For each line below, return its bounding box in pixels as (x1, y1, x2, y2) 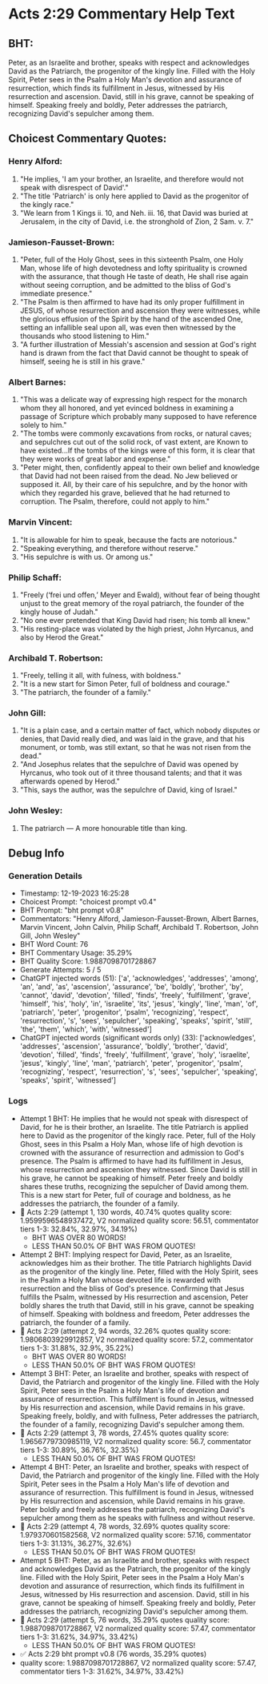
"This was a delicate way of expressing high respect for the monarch (19, 395, 248, 405)
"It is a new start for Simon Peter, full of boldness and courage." (19, 679, 230, 688)
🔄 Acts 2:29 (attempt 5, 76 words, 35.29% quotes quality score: (19, 1614, 230, 1624)
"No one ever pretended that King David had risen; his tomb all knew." (19, 615, 250, 625)
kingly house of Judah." (19, 607, 98, 617)
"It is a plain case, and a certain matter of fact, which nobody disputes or (19, 725, 261, 736)
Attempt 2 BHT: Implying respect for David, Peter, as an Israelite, (19, 1249, 233, 1259)
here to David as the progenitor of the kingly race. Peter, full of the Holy (19, 1131, 256, 1140)
